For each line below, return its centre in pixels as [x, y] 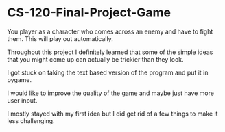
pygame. [20, 79]
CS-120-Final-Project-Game [89, 13]
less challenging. [31, 120]
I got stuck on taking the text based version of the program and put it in [108, 72]
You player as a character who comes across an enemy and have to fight [110, 31]
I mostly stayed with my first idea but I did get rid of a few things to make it [113, 114]
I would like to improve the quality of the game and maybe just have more [111, 93]
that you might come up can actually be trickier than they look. [95, 59]
